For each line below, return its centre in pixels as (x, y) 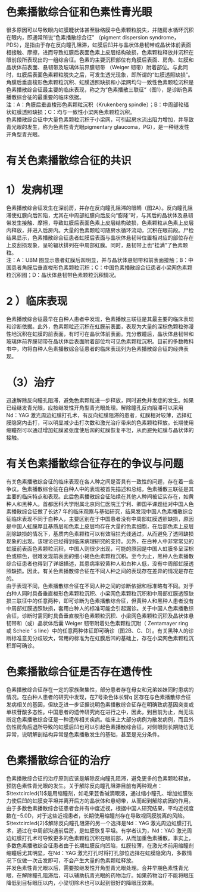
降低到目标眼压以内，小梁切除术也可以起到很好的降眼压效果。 (82, 882)
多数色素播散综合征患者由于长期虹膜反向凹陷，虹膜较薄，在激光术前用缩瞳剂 (100, 845)
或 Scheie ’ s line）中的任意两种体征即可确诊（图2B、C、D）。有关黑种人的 (98, 631)
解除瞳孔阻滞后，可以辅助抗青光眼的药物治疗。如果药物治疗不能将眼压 (108, 875)
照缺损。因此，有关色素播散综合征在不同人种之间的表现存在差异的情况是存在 (100, 571)
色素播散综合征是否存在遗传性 (79, 672)
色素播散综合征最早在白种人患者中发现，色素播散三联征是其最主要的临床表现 (100, 319)
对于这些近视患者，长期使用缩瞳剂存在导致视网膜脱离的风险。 (112, 816)
